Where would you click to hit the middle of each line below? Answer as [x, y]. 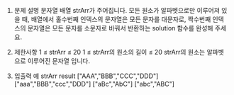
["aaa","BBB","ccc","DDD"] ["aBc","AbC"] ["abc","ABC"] [94, 84]
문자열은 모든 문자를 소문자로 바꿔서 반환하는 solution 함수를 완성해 [120, 28]
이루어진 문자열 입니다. [59, 61]
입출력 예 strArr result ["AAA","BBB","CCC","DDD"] [86, 76]
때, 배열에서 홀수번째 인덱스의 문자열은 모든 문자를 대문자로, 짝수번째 [116, 19]
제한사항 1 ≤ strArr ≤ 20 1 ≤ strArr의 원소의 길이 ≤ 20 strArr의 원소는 [110, 52]
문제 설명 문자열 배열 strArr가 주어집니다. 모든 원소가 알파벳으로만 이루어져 [117, 10]
